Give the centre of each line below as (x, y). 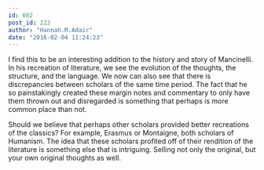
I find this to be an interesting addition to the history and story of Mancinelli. (131, 60)
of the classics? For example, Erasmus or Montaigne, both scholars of (121, 133)
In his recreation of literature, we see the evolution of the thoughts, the (122, 68)
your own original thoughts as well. (65, 158)
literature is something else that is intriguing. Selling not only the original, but (132, 150)
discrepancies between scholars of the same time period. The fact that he (128, 85)
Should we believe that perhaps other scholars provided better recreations (129, 125)
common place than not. (48, 110)
